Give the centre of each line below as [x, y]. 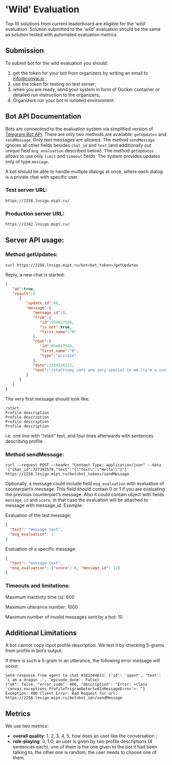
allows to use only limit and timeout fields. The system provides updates [83, 156]
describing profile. [25, 441]
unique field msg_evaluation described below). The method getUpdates [80, 150]
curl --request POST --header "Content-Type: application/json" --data [83, 465]
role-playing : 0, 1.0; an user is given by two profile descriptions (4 [82, 741]
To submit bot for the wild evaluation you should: [57, 63]
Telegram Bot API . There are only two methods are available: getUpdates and [86, 134]
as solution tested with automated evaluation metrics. [62, 34]
